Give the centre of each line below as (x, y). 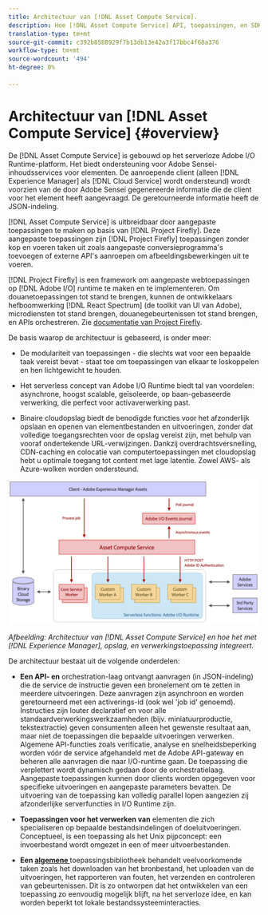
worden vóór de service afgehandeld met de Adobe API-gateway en (132, 753)
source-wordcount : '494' (49, 59)
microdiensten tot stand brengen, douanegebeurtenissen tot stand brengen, (133, 313)
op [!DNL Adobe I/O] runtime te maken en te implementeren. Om (114, 288)
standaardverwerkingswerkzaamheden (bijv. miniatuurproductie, (126, 719)
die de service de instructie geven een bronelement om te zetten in (130, 685)
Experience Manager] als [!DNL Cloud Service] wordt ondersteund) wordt (129, 180)
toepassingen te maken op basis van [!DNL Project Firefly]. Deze (114, 230)
